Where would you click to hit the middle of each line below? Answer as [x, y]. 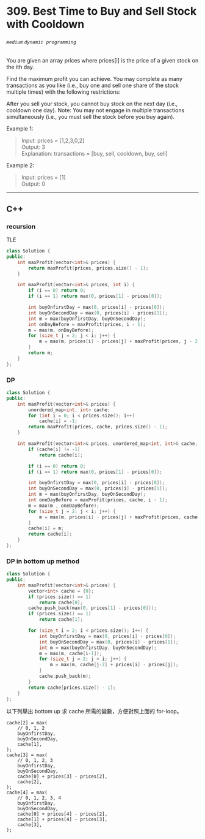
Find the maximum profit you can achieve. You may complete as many [95, 79]
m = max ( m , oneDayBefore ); [64, 506]
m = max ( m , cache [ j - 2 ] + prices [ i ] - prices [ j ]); [114, 665]
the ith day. [20, 67]
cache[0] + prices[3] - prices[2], [63, 776]
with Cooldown [45, 24]
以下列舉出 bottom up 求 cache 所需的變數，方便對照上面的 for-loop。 [94, 712]
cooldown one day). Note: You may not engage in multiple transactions [95, 110]
